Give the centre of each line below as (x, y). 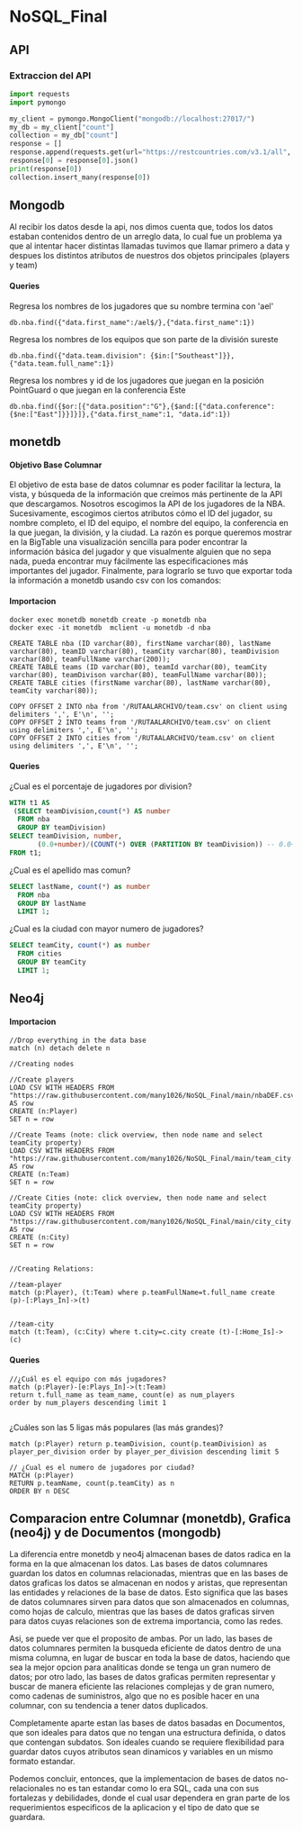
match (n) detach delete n (60, 1048)
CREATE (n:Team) (40, 1174)
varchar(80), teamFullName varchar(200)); (90, 659)
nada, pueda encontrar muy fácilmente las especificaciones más (129, 561)
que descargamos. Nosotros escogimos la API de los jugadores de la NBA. (147, 504)
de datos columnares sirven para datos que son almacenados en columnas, (149, 1602)
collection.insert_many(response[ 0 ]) (80, 177)
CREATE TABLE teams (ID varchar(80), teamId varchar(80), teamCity (138, 667)
